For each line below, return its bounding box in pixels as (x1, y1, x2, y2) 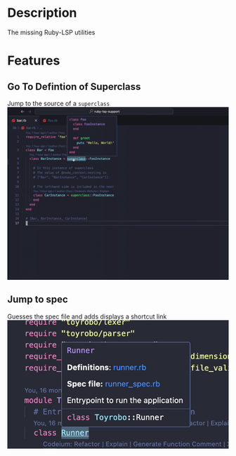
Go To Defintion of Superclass (7, 81, 141, 93)
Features (7, 53, 60, 69)
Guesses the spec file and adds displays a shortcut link (7, 312, 167, 321)
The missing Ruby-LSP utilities (7, 28, 96, 36)
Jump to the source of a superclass (7, 99, 110, 107)
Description (7, 5, 77, 21)
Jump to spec (7, 293, 68, 306)
